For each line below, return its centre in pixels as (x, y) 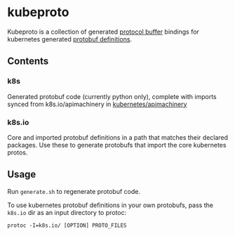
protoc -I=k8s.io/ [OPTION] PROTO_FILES (67, 225)
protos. (18, 152)
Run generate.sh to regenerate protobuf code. (74, 191)
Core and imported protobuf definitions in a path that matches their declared (118, 137)
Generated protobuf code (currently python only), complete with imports (112, 96)
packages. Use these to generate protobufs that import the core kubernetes (117, 145)
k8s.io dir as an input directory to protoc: (67, 212)
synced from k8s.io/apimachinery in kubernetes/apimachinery (97, 104)
